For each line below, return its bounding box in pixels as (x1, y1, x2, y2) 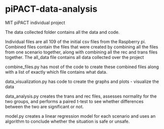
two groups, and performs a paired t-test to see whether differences (5, 98, 144, 104)
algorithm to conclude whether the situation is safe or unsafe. (5, 118, 130, 124)
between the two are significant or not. (5, 103, 84, 109)
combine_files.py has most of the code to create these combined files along (5, 64, 159, 70)
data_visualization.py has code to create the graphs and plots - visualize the (5, 78, 159, 84)
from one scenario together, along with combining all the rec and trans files (5, 49, 158, 55)
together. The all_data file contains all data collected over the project (5, 54, 144, 60)
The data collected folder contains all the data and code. (5, 29, 120, 35)
